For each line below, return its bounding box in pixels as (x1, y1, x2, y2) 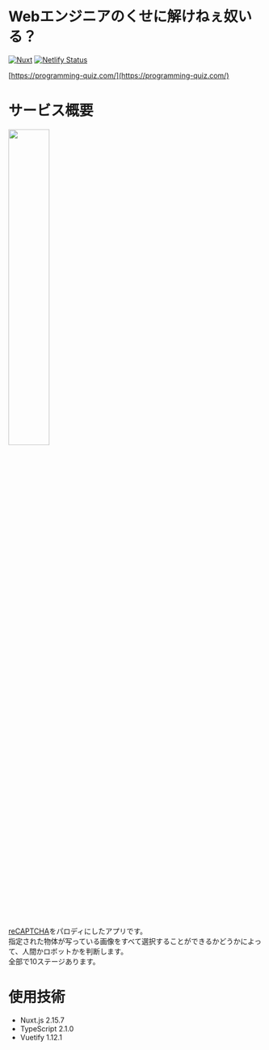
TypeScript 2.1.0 (19, 1023, 74, 1033)
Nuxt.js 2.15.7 (19, 1015, 65, 1025)
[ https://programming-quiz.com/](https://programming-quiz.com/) (8, 70, 229, 80)
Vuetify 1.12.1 (19, 1032, 63, 1042)
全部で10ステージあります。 (8, 956, 100, 966)
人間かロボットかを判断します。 (22, 946, 128, 956)
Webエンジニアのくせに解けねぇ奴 (8, 7, 238, 26)
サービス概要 (8, 102, 95, 120)
